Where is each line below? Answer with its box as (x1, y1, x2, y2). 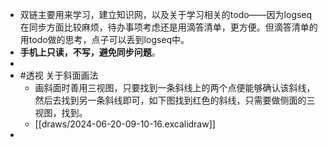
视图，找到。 (34, 107, 88, 118)
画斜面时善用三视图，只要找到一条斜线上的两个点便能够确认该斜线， (34, 82, 316, 93)
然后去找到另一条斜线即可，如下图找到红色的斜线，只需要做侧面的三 (34, 94, 316, 106)
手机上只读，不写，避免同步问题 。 (19, 46, 161, 58)
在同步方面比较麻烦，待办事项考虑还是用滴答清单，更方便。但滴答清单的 (19, 21, 318, 33)
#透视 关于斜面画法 (19, 69, 99, 81)
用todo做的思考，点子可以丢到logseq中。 (19, 34, 190, 45)
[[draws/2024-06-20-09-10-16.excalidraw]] (34, 118, 216, 130)
